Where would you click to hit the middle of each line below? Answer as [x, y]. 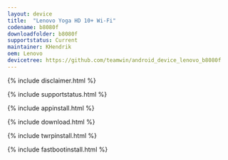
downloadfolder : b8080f [43, 34]
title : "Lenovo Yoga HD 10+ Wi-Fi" [62, 21]
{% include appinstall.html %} [51, 108]
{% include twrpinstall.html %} [52, 135]
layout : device [30, 14]
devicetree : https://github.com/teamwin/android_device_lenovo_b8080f [114, 60]
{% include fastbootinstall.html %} [58, 149]
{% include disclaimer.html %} [52, 80]
